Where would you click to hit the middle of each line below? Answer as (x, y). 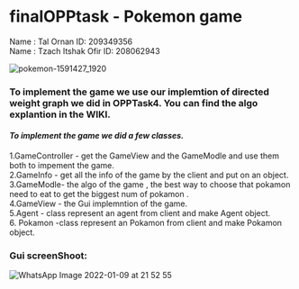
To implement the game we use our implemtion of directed (140, 92)
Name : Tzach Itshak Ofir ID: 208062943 (85, 50)
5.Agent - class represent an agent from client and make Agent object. (140, 213)
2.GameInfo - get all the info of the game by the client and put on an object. (149, 175)
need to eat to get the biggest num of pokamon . (99, 194)
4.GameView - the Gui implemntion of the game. (99, 203)
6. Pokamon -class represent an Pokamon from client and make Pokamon (145, 223)
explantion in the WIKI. (60, 114)
